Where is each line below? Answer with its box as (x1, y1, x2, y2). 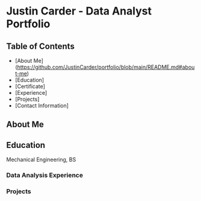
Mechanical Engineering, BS (6, 156, 76, 164)
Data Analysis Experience (6, 171, 83, 179)
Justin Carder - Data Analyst (6, 4, 152, 18)
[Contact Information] (14, 102, 69, 109)
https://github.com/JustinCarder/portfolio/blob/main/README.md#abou (17, 63, 195, 71)
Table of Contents (6, 41, 75, 51)
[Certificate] (14, 83, 45, 90)
